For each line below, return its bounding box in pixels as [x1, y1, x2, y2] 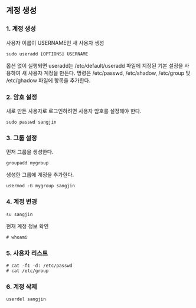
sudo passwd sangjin [6, 119, 57, 125]
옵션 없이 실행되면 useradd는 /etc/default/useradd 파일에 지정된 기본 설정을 [6, 62, 184, 69]
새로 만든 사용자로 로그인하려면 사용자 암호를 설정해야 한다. [6, 107, 142, 114]
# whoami [6, 234, 28, 240]
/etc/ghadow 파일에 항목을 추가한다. [6, 77, 91, 84]
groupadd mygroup [6, 160, 49, 166]
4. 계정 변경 [6, 198, 37, 206]
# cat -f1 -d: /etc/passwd [6, 263, 73, 269]
